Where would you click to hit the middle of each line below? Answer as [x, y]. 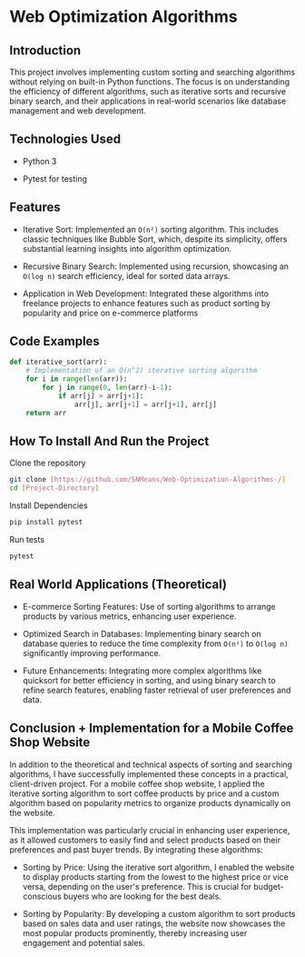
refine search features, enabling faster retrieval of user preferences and [157, 690]
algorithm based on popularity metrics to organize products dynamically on [150, 802]
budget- [269, 886]
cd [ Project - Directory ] [54, 488]
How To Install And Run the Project [109, 441]
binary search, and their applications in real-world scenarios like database [148, 101]
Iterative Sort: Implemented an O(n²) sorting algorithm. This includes [151, 229]
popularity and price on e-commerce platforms [110, 313]
